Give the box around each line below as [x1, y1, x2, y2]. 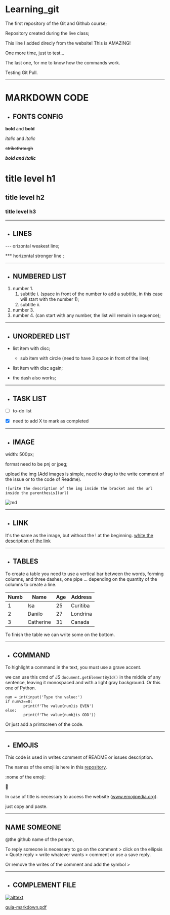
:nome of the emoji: [5, 774, 46, 780]
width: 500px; [5, 451, 34, 457]
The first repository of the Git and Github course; [5, 20, 107, 26]
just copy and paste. [5, 803, 48, 810]
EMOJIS [12, 741, 39, 749]
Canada [70, 618, 90, 625]
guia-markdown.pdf [5, 904, 47, 910]
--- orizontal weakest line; [5, 242, 60, 249]
